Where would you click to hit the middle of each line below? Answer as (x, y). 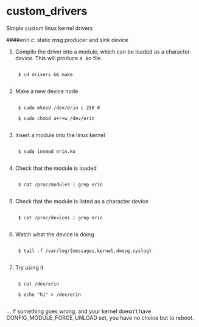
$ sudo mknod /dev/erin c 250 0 (59, 108)
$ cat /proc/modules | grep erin (60, 185)
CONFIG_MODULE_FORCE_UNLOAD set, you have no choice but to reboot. (100, 317)
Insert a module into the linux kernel (60, 135)
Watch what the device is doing (54, 234)
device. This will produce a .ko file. (58, 58)
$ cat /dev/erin (39, 284)
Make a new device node (47, 91)
